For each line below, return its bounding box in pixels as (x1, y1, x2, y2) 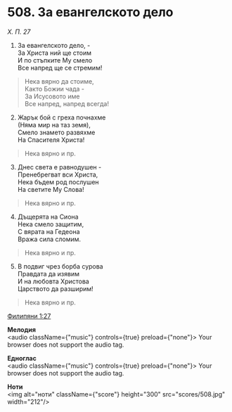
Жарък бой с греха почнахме (17, 113, 106, 122)
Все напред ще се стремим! (17, 63, 103, 72)
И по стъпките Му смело (17, 56, 93, 64)
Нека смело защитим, (17, 219, 84, 228)
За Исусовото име (24, 92, 80, 101)
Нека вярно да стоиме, (24, 77, 94, 85)
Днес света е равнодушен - (17, 162, 102, 171)
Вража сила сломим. (17, 235, 82, 243)
